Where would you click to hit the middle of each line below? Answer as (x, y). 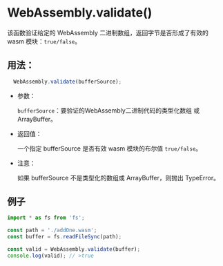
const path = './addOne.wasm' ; (52, 230)
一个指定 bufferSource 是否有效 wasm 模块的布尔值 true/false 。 (109, 148)
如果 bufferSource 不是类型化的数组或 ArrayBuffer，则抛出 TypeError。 (118, 178)
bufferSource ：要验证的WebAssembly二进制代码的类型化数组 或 (108, 110)
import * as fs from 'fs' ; (46, 218)
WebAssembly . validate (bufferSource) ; (68, 82)
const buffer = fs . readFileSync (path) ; (65, 237)
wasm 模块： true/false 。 (44, 41)
